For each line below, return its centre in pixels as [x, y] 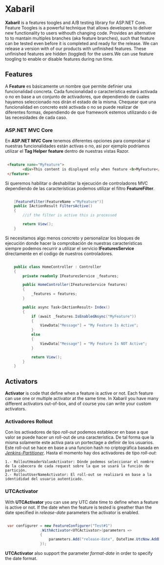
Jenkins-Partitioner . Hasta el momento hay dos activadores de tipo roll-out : [81, 453]
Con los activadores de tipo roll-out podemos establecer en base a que [77, 432]
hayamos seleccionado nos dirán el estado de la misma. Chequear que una [81, 102]
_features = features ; [54, 294]
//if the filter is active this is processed [70, 215]
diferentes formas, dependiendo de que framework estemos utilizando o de [81, 112]
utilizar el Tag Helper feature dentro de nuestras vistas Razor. [67, 151]
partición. [16, 471]
